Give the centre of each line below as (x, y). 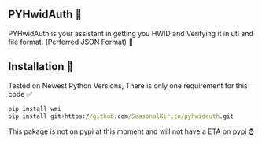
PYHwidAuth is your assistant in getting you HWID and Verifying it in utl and (131, 33)
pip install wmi (35, 109)
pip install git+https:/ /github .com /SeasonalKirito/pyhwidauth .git (121, 116)
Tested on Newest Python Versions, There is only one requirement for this (128, 85)
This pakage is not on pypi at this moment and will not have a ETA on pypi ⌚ (131, 131)
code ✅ (20, 94)
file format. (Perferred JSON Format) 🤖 (71, 42)
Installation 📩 (41, 66)
